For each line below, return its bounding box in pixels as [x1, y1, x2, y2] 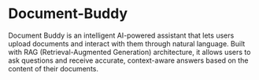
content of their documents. [8, 64, 98, 73]
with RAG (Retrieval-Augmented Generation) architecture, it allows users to [8, 47, 251, 56]
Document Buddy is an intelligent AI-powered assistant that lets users [8, 31, 235, 40]
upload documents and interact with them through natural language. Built [8, 38, 246, 48]
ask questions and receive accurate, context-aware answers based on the [8, 56, 249, 65]
